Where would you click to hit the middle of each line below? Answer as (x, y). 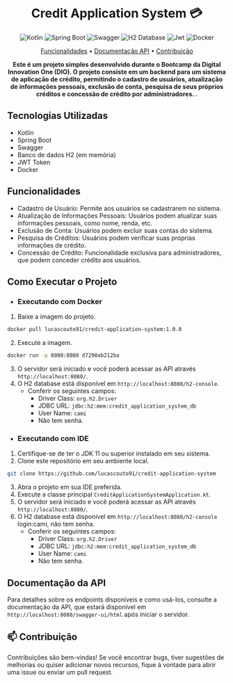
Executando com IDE (53, 438)
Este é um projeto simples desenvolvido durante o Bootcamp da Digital (117, 64)
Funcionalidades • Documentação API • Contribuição (117, 51)
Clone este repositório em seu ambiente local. (83, 461)
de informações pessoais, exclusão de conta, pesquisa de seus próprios (117, 86)
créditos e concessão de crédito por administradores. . (117, 94)
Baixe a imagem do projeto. (56, 316)
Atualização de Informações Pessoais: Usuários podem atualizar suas (117, 216)
